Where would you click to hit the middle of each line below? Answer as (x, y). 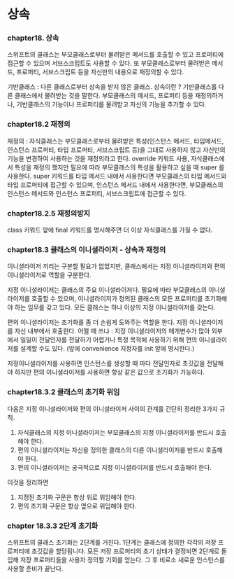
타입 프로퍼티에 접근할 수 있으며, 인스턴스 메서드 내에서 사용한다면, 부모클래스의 (115, 184)
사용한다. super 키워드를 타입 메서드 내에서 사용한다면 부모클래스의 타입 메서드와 (117, 176)
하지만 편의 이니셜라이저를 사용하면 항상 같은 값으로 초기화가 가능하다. (109, 372)
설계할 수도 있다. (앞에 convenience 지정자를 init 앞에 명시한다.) (107, 349)
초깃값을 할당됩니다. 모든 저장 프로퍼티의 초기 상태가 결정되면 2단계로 (125, 551)
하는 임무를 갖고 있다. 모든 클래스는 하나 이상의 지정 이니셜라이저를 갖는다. (115, 307)
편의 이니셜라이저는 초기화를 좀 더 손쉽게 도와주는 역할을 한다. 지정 (97, 322)
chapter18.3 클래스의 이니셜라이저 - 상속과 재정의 (87, 250)
